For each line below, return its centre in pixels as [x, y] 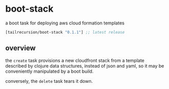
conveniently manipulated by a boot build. [49, 71]
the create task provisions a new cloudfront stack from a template [75, 60]
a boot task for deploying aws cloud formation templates [65, 23]
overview [20, 48]
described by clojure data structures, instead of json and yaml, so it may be [85, 66]
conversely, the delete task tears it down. [49, 81]
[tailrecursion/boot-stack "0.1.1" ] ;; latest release [65, 32]
